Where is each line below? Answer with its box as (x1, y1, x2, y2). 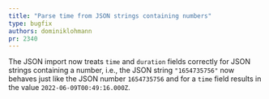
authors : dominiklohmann (8, 27, 92, 35)
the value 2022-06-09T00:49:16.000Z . (8, 83, 131, 93)
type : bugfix (8, 19, 53, 28)
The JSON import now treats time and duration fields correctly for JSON (8, 57, 251, 67)
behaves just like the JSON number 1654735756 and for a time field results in (8, 74, 262, 84)
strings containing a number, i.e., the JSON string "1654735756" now (8, 66, 235, 75)
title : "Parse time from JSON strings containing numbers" (8, 11, 212, 20)
